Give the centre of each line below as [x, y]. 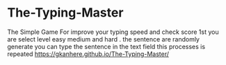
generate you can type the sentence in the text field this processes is [106, 46]
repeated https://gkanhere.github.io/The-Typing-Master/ [88, 54]
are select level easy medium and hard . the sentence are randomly [104, 39]
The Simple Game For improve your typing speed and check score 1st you [113, 32]
